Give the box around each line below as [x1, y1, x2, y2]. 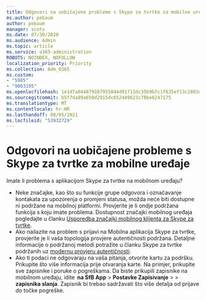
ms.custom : [6, 72, 34, 78]
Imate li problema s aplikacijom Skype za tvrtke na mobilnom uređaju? [6, 177, 183, 185]
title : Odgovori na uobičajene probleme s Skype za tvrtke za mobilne [6, 9, 191, 15]
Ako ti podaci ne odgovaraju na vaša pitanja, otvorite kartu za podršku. [15, 254, 194, 261]
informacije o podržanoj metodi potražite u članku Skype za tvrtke [15, 241, 183, 248]
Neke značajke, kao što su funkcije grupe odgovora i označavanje [15, 189, 182, 196]
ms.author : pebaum [6, 15, 53, 21]
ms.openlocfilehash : [6, 89, 59, 95]
